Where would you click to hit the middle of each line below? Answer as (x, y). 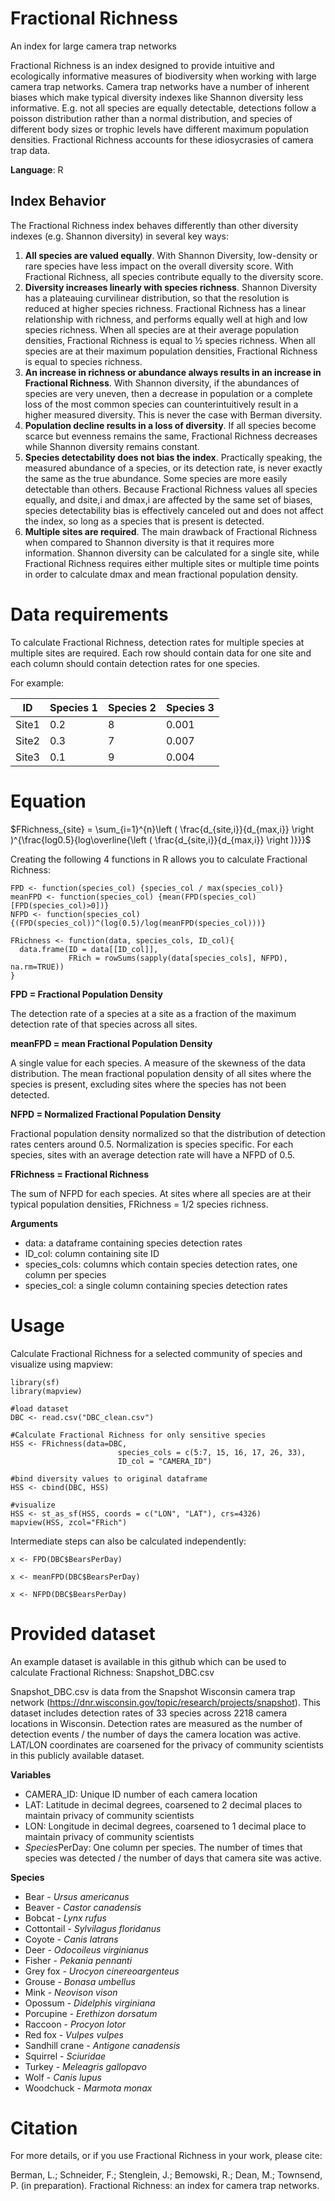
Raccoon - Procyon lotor (75, 2024)
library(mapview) (46, 1391)
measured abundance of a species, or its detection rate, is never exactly (173, 468)
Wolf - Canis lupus (63, 2077)
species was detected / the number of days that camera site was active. (173, 1858)
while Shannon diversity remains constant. (112, 446)
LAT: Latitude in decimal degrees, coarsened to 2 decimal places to (163, 1804)
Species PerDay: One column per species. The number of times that (163, 1847)
